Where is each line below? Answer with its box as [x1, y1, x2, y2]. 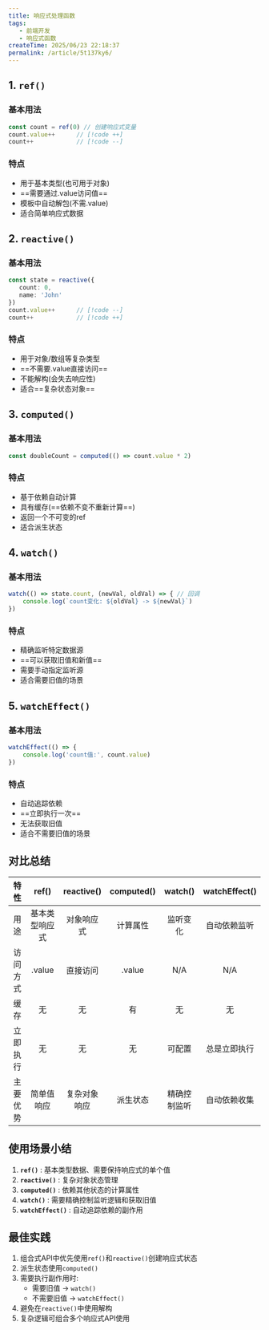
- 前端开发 [18, 26, 50, 34]
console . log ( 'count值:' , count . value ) [22, 751, 151, 759]
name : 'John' [18, 291, 62, 299]
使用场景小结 [8, 1142, 72, 1156]
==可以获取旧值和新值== [19, 655, 102, 665]
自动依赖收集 [205, 1094, 255, 1105]
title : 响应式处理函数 [8, 11, 76, 20]
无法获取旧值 [19, 818, 62, 828]
